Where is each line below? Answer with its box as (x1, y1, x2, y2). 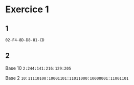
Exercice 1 (5, 4, 50, 15)
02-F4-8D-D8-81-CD (5, 37, 44, 42)
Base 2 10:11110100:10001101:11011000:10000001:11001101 (5, 75, 129, 81)
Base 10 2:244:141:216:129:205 (5, 65, 72, 71)
